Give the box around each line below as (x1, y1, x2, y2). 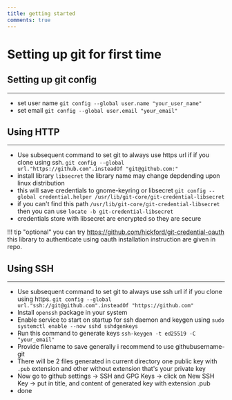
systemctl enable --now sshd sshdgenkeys (17, 323, 138, 330)
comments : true (7, 17, 51, 24)
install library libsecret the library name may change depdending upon (17, 172, 220, 180)
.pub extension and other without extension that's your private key (17, 365, 206, 373)
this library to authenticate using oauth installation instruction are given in (7, 235, 216, 244)
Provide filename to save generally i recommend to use (17, 343, 174, 351)
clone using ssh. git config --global (17, 158, 124, 167)
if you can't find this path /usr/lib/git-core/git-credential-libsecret (17, 200, 220, 208)
